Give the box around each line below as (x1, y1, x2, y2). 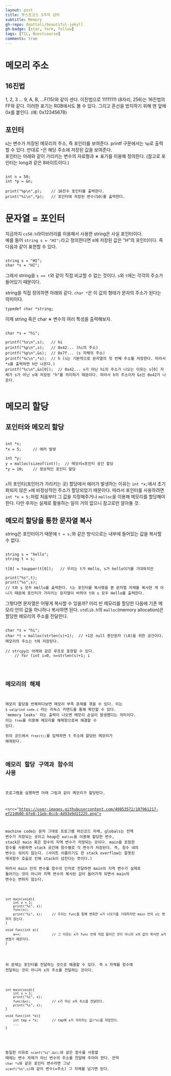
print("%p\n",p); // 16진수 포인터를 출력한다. (5, 188, 105, 194)
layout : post (5, 7, 33, 13)
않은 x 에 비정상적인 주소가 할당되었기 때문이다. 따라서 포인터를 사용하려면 (18, 487, 164, 493)
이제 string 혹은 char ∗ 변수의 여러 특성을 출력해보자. (5, 316, 112, 322)
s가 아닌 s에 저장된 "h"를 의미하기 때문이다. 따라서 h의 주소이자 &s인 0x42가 (14, 372, 161, 377)
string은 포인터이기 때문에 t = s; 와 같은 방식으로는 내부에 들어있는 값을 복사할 (5, 531, 162, 537)
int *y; (5, 455, 22, 461)
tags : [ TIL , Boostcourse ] (5, 31, 60, 36)
